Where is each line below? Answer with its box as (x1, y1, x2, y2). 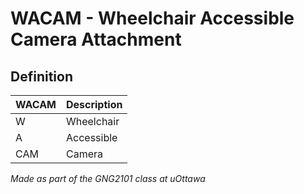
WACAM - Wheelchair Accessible (10, 7, 295, 30)
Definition (10, 68, 73, 85)
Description (65, 98, 123, 111)
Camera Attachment (10, 28, 182, 51)
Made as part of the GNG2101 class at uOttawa (10, 173, 206, 184)
